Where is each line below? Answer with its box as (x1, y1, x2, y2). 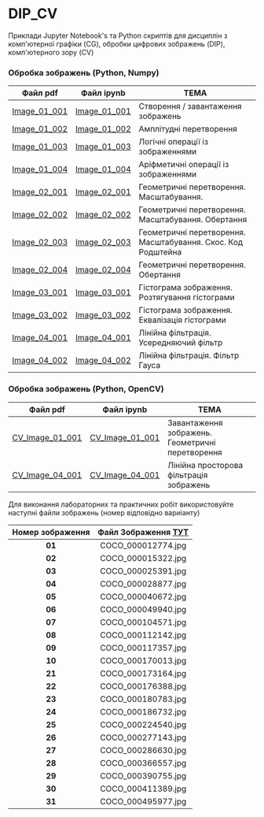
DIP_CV (8, 5, 58, 23)
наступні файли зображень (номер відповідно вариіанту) (8, 507, 200, 517)
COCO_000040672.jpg (99, 591, 187, 602)
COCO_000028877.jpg (99, 578, 187, 589)
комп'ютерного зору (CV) (8, 47, 94, 57)
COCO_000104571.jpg (99, 616, 187, 627)
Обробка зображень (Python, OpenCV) (8, 384, 164, 395)
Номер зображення (12, 526, 90, 537)
